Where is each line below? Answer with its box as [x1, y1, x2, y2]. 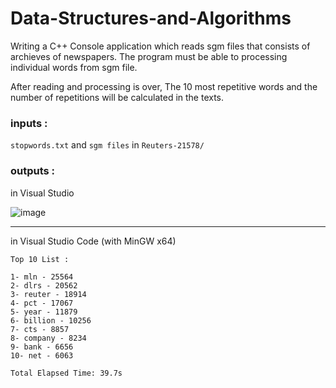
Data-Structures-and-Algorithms [10, 7, 292, 30]
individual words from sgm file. [10, 61, 138, 73]
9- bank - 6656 [10, 342, 74, 352]
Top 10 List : [10, 254, 70, 264]
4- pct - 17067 [10, 298, 74, 308]
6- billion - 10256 [10, 315, 92, 326]
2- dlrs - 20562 [10, 280, 78, 291]
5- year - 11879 [10, 307, 78, 317]
